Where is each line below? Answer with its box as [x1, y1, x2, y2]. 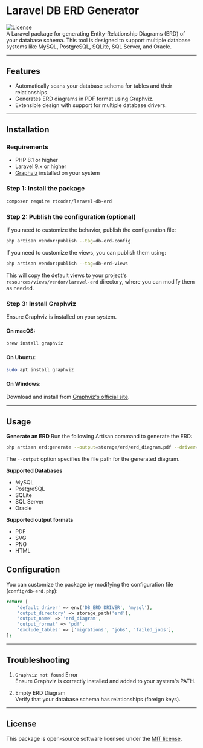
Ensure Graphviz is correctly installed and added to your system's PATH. [14, 677, 196, 685]
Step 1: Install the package [6, 184, 85, 193]
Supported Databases [6, 467, 63, 474]
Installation [6, 125, 50, 135]
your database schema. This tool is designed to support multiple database [6, 36, 191, 44]
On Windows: [6, 380, 41, 387]
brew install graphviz [6, 340, 63, 346]
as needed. [6, 284, 34, 291]
